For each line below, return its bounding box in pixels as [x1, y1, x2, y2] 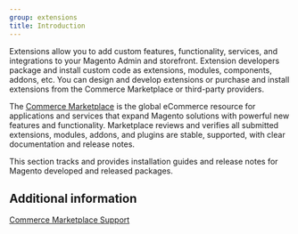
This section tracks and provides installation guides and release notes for [9, 156, 278, 166]
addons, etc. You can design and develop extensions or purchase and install [9, 74, 290, 85]
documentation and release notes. [9, 139, 136, 149]
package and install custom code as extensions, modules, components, [9, 64, 272, 76]
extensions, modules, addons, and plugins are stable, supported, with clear [9, 129, 286, 140]
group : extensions [9, 12, 78, 22]
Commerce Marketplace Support [9, 214, 130, 225]
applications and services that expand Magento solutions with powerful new [9, 110, 290, 121]
